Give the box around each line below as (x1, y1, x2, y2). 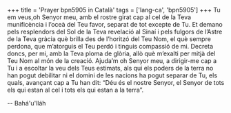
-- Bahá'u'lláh (7, 99, 46, 107)
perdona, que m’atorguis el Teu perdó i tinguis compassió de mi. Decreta (7, 42, 214, 50)
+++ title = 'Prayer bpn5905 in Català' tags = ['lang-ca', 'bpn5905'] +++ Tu (7, 6, 221, 14)
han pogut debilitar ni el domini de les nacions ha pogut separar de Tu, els (7, 71, 218, 79)
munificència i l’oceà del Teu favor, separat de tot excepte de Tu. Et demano (7, 21, 223, 28)
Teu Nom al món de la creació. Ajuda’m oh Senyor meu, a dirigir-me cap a (7, 57, 217, 64)
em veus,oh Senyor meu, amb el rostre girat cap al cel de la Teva (7, 13, 192, 21)
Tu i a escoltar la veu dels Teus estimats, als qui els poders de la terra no (7, 64, 214, 72)
